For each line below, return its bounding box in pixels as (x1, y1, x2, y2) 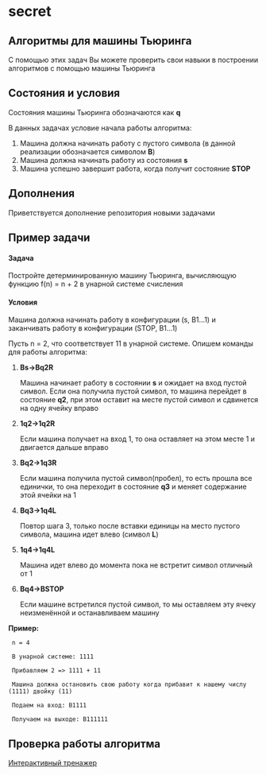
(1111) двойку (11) (8, 688, 73, 696)
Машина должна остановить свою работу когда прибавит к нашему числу (11, 680, 247, 689)
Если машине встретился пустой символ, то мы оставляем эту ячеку (19, 599, 256, 610)
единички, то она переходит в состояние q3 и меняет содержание (19, 482, 248, 491)
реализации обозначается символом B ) (19, 146, 156, 157)
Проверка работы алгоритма (8, 737, 161, 750)
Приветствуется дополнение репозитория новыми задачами (8, 207, 216, 217)
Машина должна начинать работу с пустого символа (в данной (19, 138, 236, 148)
